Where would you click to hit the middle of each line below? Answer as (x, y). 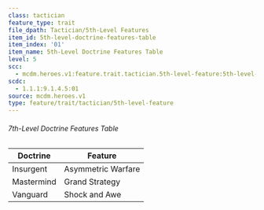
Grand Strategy (92, 182)
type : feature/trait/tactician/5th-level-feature (91, 103)
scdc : (17, 81)
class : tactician (37, 15)
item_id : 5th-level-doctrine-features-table (82, 37)
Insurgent (30, 169)
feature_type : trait (42, 23)
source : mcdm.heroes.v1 (47, 96)
